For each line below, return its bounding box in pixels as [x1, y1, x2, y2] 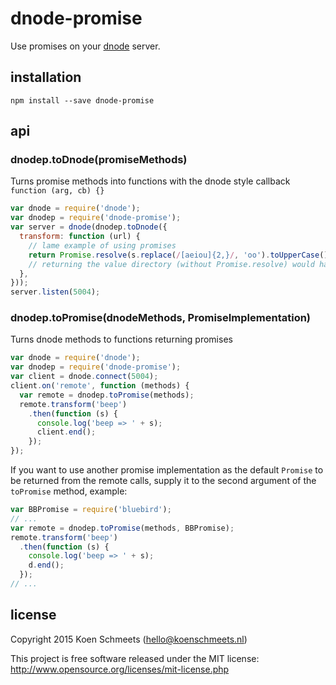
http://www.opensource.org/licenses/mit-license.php [10, 663, 230, 675]
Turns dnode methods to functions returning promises [10, 333, 233, 346]
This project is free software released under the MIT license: [10, 652, 260, 664]
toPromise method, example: [10, 485, 128, 497]
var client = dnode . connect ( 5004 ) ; [10, 372, 159, 382]
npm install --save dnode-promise [10, 95, 155, 106]
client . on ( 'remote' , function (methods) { [10, 381, 190, 391]
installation [10, 69, 82, 86]
